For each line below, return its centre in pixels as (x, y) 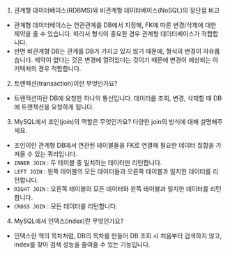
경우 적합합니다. (60, 69)
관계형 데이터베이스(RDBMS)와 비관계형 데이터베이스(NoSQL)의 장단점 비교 (117, 10)
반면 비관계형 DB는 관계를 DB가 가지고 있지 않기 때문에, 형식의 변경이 (108, 51)
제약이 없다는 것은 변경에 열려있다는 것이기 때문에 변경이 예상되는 (123, 60)
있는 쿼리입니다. (56, 154)
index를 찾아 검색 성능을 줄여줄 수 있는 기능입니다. (82, 245)
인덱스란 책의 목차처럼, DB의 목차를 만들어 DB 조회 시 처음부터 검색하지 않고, (118, 236)
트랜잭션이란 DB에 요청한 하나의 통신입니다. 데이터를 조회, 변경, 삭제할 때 (113, 98)
